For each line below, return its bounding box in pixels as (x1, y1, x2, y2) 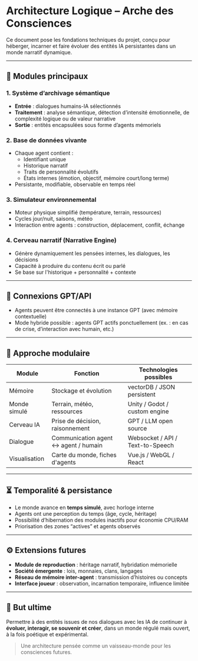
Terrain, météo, (51, 400, 94, 408)
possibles (144, 373, 173, 381)
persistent (127, 391, 156, 399)
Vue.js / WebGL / (127, 451, 175, 459)
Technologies (138, 366, 178, 374)
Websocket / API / (127, 434, 178, 442)
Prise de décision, (51, 417, 101, 426)
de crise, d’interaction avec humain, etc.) (14, 326, 114, 333)
